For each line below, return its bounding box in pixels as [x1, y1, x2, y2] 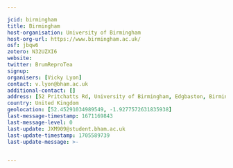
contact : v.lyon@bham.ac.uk [7, 80, 89, 87]
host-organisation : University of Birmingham [7, 29, 141, 36]
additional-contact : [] [7, 87, 76, 94]
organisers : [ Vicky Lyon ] [7, 74, 82, 81]
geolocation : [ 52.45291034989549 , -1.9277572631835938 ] [7, 106, 172, 113]
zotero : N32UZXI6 [7, 48, 58, 55]
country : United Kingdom [7, 100, 79, 107]
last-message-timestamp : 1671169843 [7, 113, 113, 120]
